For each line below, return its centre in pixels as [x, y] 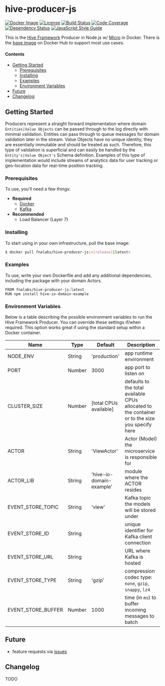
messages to [139, 616]
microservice [140, 451]
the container [140, 412]
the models [137, 504]
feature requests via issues [40, 652]
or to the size [140, 419]
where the [136, 478]
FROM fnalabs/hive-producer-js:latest [45, 290]
